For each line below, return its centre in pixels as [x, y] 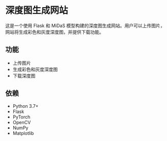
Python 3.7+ [26, 106]
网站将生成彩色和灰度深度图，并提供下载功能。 [54, 32]
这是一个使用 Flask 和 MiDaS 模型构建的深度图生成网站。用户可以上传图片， [85, 26]
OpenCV [22, 122]
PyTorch [21, 117]
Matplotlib [23, 133]
